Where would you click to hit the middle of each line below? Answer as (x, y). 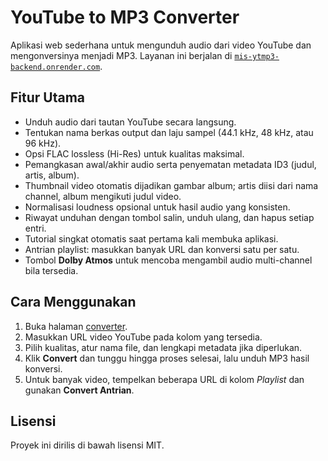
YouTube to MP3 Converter (125, 17)
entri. (35, 228)
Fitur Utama (48, 97)
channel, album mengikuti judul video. (103, 196)
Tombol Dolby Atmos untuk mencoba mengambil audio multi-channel (168, 260)
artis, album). (52, 175)
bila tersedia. (51, 270)
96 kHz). (43, 143)
